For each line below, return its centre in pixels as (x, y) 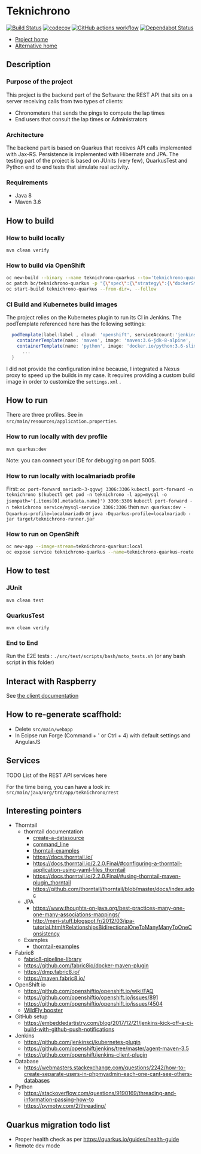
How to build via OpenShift (46, 265)
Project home (31, 39)
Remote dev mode (37, 1146)
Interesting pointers (44, 811)
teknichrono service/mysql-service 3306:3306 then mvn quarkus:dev (96, 507)
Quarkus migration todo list (58, 1125)
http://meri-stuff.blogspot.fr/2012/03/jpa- (84, 921)
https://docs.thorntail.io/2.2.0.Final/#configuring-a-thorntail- (107, 863)
